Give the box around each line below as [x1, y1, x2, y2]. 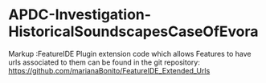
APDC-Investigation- [8, 6, 151, 24]
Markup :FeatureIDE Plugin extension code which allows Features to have [8, 49, 252, 58]
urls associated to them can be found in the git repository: [8, 57, 201, 67]
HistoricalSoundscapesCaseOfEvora [8, 22, 259, 41]
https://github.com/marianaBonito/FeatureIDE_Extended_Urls [8, 65, 211, 75]
